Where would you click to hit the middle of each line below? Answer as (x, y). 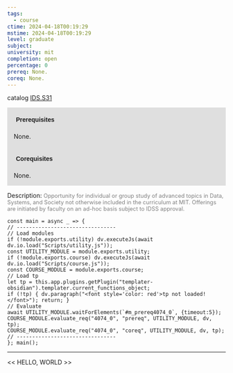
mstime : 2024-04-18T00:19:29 (49, 33)
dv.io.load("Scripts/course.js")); (59, 264)
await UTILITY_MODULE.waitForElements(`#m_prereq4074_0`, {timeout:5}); (114, 313)
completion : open (32, 59)
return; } (55, 300)
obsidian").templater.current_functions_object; (79, 288)
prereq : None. (28, 72)
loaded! (195, 295)
